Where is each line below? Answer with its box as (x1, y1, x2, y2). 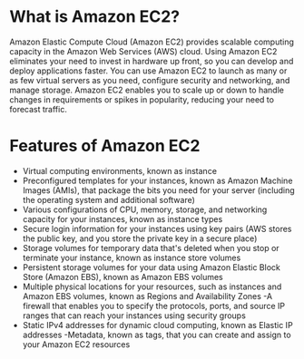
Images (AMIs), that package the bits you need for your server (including (22, 184, 295, 196)
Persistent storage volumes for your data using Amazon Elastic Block (22, 261, 281, 273)
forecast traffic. (9, 103, 68, 114)
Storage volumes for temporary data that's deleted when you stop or (22, 242, 279, 253)
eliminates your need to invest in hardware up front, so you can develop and (9, 55, 294, 66)
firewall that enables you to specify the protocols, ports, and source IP (22, 300, 286, 311)
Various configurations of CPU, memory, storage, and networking (22, 204, 268, 215)
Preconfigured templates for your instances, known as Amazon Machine (22, 175, 293, 186)
